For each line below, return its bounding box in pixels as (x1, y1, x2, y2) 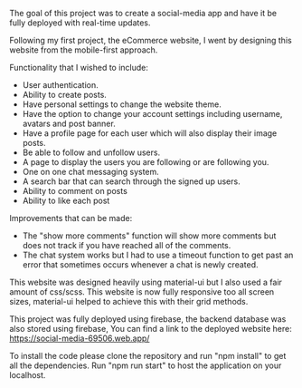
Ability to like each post (22, 195, 110, 206)
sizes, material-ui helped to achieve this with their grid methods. (9, 296, 249, 306)
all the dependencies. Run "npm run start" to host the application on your (9, 360, 282, 371)
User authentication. (22, 80, 99, 90)
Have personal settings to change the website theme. (22, 99, 222, 110)
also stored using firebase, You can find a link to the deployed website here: (9, 324, 292, 334)
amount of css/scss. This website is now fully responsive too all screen (9, 286, 275, 297)
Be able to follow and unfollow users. (22, 147, 161, 158)
